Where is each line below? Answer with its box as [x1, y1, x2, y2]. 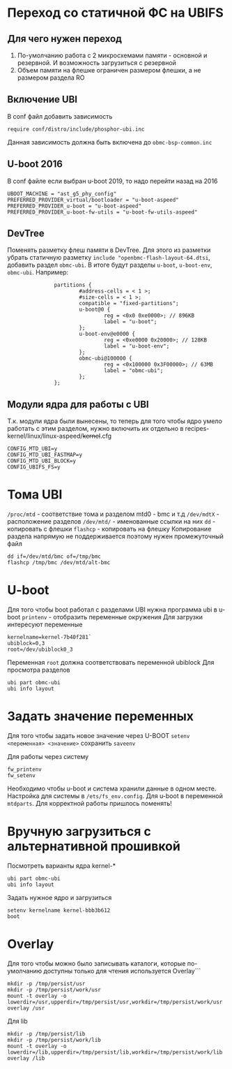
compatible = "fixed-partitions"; [79, 300, 179, 307]
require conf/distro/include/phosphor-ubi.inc [7, 126, 145, 133]
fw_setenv [7, 772, 36, 779]
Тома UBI [7, 487, 63, 503]
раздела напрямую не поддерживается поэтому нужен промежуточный [7, 532, 224, 540]
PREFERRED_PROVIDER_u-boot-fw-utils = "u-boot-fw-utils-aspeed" [7, 208, 198, 216]
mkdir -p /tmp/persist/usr [7, 980, 86, 987]
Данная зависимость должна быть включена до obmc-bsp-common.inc [7, 138, 212, 146]
